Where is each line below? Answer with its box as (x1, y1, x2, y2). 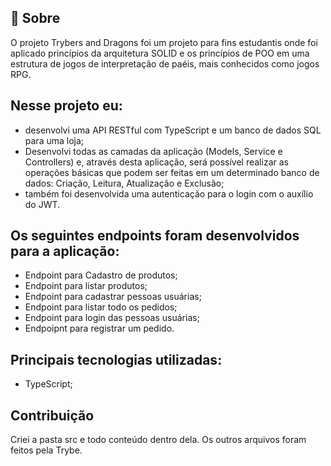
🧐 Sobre (10, 10, 61, 27)
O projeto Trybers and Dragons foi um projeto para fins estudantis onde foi (10, 36, 318, 48)
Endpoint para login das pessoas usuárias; (24, 312, 200, 324)
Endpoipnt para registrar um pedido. (24, 322, 175, 335)
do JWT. (24, 198, 61, 210)
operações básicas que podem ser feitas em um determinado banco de (24, 166, 320, 178)
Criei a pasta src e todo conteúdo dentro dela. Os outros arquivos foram (10, 434, 307, 446)
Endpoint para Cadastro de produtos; (24, 269, 178, 281)
